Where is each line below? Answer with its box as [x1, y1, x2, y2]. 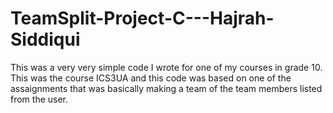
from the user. [10, 93, 69, 105]
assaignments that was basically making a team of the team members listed [10, 82, 323, 94]
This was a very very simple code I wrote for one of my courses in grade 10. [10, 61, 323, 73]
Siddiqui [10, 28, 81, 51]
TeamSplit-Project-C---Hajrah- [10, 7, 275, 30]
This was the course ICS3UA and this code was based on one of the [10, 72, 292, 84]
